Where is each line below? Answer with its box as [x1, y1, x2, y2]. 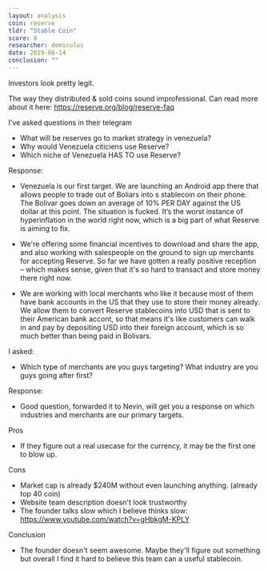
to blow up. [19, 449, 58, 459]
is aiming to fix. [19, 223, 70, 233]
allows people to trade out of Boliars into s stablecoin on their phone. [19, 189, 247, 199]
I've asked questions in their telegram [8, 118, 132, 127]
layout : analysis [8, 11, 66, 20]
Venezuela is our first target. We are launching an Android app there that [19, 181, 259, 190]
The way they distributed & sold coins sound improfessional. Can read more [8, 94, 258, 103]
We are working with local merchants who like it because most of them [19, 289, 254, 298]
